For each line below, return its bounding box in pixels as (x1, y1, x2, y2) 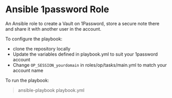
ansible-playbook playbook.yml (17, 87, 85, 93)
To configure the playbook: (5, 36, 63, 42)
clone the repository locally (12, 45, 71, 52)
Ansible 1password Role (5, 4, 109, 15)
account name (12, 67, 44, 73)
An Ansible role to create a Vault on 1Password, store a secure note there (5, 20, 160, 27)
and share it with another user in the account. (5, 26, 102, 32)
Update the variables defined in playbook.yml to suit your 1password (12, 51, 158, 57)
